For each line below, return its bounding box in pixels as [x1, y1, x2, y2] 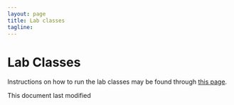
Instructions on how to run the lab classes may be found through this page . [7, 77, 228, 86]
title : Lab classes [7, 17, 65, 24]
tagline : [7, 23, 33, 31]
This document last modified [7, 92, 91, 100]
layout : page [7, 10, 46, 18]
